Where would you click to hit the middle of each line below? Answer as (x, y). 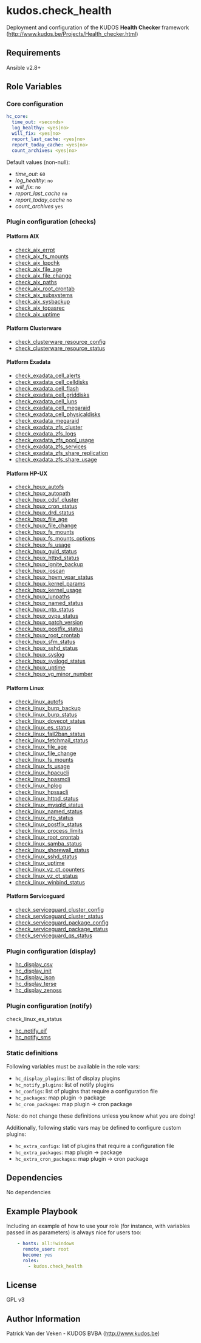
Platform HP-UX (27, 473)
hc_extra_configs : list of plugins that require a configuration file (94, 1146)
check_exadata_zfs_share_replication (62, 453)
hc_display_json (35, 977)
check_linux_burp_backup (48, 708)
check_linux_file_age (41, 747)
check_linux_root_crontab (47, 837)
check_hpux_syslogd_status (50, 661)
